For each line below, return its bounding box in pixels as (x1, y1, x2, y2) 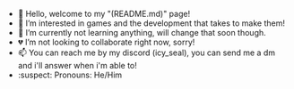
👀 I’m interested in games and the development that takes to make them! (17, 18, 285, 28)
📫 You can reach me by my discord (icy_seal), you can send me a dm (17, 47, 276, 58)
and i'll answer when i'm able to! (17, 61, 137, 70)
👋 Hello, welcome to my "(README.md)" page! (17, 9, 191, 19)
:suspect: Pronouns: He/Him (17, 69, 123, 80)
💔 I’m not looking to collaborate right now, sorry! (17, 36, 195, 47)
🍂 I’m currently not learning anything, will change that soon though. (17, 28, 266, 37)
